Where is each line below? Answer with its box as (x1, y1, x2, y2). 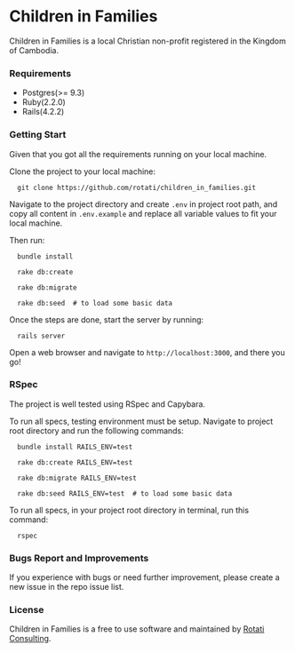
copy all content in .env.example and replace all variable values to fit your (9, 208, 277, 219)
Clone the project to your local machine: (9, 166, 156, 177)
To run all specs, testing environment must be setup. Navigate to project (9, 416, 274, 426)
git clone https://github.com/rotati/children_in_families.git (17, 183, 256, 192)
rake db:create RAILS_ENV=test (17, 457, 133, 467)
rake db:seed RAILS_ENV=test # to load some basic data (17, 489, 233, 498)
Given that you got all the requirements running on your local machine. (9, 148, 267, 159)
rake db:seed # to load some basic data (17, 298, 173, 307)
